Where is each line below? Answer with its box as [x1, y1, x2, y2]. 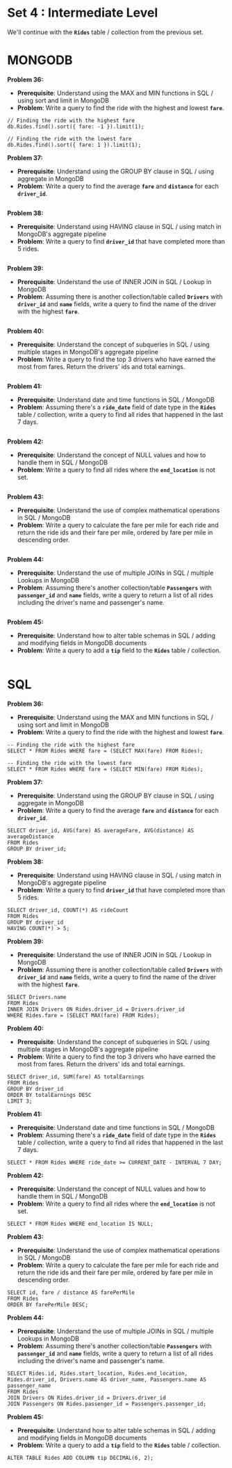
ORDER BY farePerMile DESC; [7, 1301, 89, 1308]
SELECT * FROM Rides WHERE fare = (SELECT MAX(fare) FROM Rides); [7, 747, 204, 755]
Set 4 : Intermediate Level [7, 5, 158, 21]
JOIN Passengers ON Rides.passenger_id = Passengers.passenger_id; [7, 1400, 207, 1407]
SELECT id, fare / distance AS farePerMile [7, 1289, 135, 1296]
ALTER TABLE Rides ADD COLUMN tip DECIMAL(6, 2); [7, 1454, 154, 1461]
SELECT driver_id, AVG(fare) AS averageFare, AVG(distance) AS [7, 827, 194, 834]
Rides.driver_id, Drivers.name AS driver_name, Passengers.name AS [7, 1376, 207, 1383]
